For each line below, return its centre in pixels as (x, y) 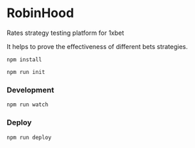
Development (31, 90)
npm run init (26, 72)
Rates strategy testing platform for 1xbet (65, 33)
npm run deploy (29, 137)
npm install (24, 59)
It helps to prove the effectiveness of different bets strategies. (97, 46)
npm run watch (28, 105)
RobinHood (40, 13)
